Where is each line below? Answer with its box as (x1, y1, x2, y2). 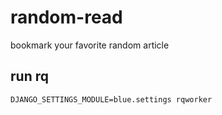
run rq (10, 68, 49, 85)
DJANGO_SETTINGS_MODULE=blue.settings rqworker (10, 94, 213, 105)
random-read (10, 6, 123, 29)
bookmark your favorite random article (10, 39, 170, 51)
